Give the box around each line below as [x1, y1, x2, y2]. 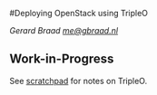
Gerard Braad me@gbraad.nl [9, 25, 119, 35]
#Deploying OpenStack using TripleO [9, 8, 148, 18]
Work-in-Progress [9, 52, 114, 67]
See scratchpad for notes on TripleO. [9, 75, 148, 86]
